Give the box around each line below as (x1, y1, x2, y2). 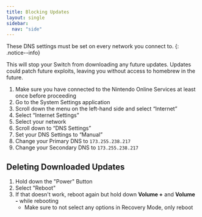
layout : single (6, 15, 45, 21)
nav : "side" (12, 26, 43, 32)
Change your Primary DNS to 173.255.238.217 (15, 138, 131, 145)
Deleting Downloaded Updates (6, 162, 125, 172)
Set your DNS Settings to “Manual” (15, 131, 103, 138)
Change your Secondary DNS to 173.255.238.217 (15, 144, 139, 151)
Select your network (15, 118, 67, 126)
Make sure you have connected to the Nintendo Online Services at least (15, 86, 196, 93)
